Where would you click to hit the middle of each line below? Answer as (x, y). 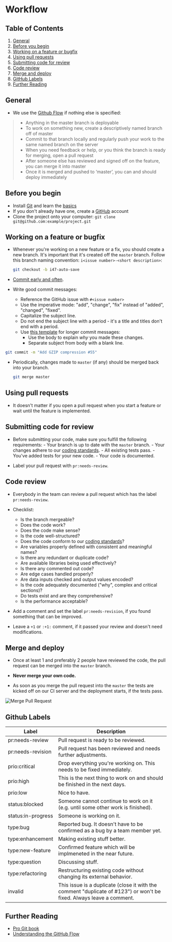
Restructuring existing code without (101, 870)
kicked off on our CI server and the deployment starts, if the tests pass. (88, 691)
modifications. (28, 632)
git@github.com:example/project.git (52, 222)
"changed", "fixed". (41, 310)
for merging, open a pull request (59, 155)
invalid (16, 892)
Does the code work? (43, 525)
